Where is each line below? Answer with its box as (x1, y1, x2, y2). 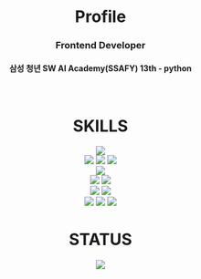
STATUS (69, 230, 132, 250)
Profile (74, 6, 127, 27)
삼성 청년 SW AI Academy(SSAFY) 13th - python (9, 62, 192, 74)
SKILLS (72, 116, 129, 136)
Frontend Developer (55, 39, 146, 52)
